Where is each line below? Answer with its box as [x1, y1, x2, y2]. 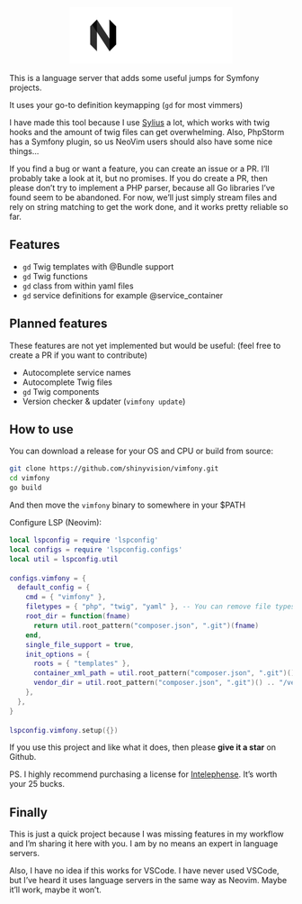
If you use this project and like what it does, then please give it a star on [9, 742, 277, 753]
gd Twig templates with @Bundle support [22, 260, 174, 272]
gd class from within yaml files [22, 280, 134, 291]
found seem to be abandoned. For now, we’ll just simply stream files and [9, 192, 277, 203]
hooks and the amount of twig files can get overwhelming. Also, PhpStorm [9, 127, 285, 137]
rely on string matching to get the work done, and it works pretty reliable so [9, 202, 289, 212]
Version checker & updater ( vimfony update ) [22, 396, 186, 406]
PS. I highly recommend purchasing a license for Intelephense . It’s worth [9, 769, 278, 780]
